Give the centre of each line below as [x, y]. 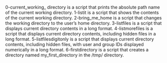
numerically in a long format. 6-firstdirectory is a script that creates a [77, 50]
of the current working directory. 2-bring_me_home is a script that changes [83, 18]
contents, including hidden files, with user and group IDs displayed [74, 44]
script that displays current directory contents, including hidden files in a [81, 34]
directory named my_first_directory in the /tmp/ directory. [65, 55]
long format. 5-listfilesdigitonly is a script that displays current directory [80, 39]
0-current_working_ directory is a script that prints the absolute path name [82, 7]
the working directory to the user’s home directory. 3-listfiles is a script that [83, 23]
